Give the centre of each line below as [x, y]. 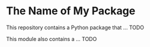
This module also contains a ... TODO [52, 39]
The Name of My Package [71, 11]
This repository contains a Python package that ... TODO [75, 27]
